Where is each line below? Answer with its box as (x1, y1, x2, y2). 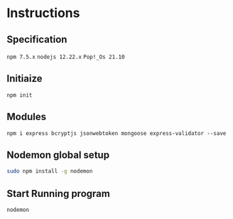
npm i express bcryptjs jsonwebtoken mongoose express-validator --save (6, 129, 227, 137)
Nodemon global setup (6, 149, 110, 161)
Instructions (6, 5, 80, 21)
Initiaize (6, 73, 43, 85)
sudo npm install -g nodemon (6, 168, 93, 175)
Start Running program (6, 187, 111, 200)
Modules (6, 111, 47, 123)
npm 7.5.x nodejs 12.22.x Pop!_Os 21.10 (6, 53, 125, 60)
